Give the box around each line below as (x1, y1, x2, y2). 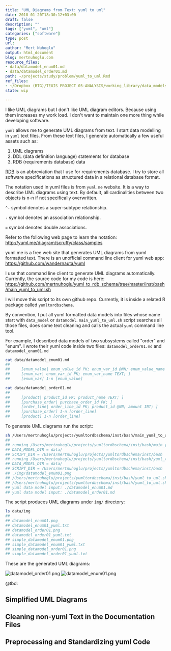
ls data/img (5, 509, 31, 514)
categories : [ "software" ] (5, 31, 60, 36)
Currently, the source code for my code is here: (5, 276, 105, 282)
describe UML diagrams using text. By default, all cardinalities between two (5, 189, 164, 195)
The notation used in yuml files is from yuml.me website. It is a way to (5, 184, 149, 190)
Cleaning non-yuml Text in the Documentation (5, 612, 155, 621)
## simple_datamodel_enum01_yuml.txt (5, 542, 85, 547)
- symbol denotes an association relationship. (5, 214, 101, 221)
